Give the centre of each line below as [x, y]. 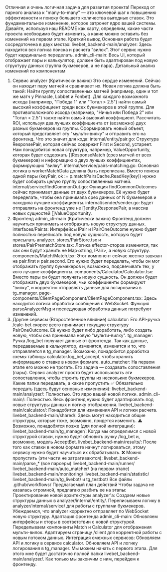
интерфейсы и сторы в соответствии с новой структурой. [74, 522]
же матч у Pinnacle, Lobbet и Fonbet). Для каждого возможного [80, 96]
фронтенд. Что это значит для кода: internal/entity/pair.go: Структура [85, 139]
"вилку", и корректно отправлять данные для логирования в [77, 287]
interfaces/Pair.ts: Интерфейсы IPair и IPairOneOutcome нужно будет [84, 229]
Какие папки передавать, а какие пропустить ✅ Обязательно [78, 383]
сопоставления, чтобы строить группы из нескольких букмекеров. [84, 378]
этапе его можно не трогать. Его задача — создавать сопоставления [86, 367]
